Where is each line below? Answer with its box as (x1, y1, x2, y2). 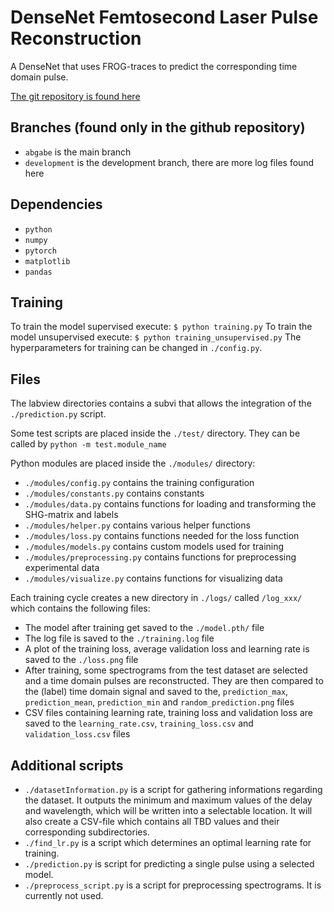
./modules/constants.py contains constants (24, 487, 205, 500)
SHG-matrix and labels (24, 509, 119, 521)
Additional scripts (10, 757, 124, 774)
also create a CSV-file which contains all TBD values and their (24, 816, 280, 827)
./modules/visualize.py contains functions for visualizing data (24, 572, 283, 585)
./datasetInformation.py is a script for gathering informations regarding (24, 784, 323, 795)
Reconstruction (10, 27, 142, 50)
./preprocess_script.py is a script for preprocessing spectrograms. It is (24, 879, 322, 891)
